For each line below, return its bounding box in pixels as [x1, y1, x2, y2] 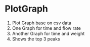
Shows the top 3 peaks [12, 36, 60, 42]
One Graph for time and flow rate [12, 25, 81, 31]
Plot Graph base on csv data [12, 20, 72, 26]
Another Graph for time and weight [12, 30, 85, 36]
